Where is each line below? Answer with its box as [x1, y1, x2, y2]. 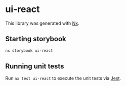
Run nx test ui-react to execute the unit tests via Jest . [5, 75, 121, 81]
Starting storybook [5, 35, 67, 43]
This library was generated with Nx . [5, 20, 79, 26]
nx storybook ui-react [5, 48, 53, 53]
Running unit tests [5, 62, 64, 71]
